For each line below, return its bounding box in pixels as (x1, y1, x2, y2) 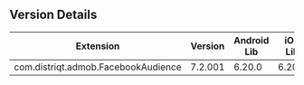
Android (233, 33, 270, 46)
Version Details (9, 7, 98, 23)
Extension (75, 40, 120, 52)
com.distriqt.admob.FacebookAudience (14, 61, 182, 73)
